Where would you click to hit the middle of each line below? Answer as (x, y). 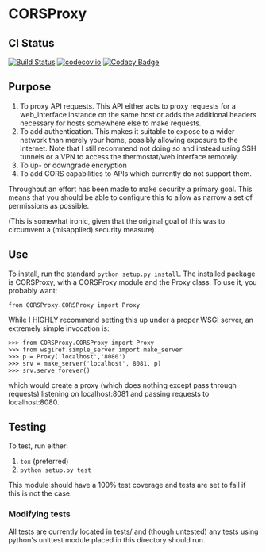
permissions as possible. (49, 205)
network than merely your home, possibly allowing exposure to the (129, 140)
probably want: (33, 290)
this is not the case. (40, 493)
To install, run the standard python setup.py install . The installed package (132, 274)
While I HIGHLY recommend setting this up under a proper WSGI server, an (131, 320)
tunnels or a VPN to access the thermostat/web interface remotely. (129, 156)
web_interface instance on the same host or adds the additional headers (138, 114)
